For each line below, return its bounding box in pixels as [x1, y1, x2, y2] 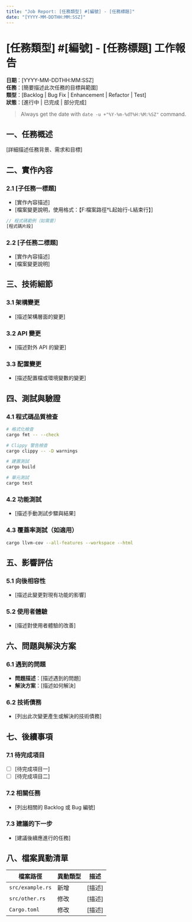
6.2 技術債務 [6, 698, 42, 707]
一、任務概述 [6, 129, 53, 139]
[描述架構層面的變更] [14, 313, 66, 320]
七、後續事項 [6, 731, 53, 741]
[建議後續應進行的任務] [14, 834, 71, 841]
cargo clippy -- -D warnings [6, 448, 78, 454]
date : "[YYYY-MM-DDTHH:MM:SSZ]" [6, 14, 86, 20]
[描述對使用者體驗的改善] [14, 622, 76, 629]
